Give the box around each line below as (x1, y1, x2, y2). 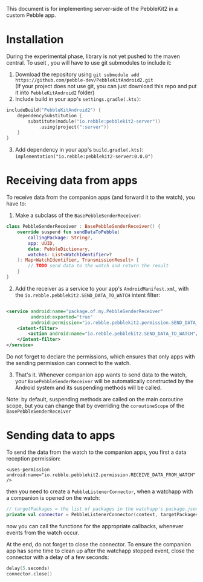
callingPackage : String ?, (28, 234, 94, 241)
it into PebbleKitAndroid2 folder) (14, 89, 95, 96)
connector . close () (6, 571, 53, 577)
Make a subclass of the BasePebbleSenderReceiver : (14, 212, 141, 219)
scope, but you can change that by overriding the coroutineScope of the (6, 402, 185, 409)
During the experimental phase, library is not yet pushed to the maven (6, 53, 180, 60)
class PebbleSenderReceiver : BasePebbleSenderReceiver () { (6, 224, 161, 230)
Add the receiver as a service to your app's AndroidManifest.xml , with (14, 285, 189, 292)
